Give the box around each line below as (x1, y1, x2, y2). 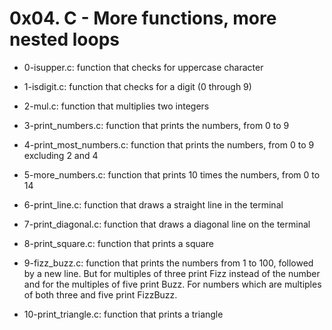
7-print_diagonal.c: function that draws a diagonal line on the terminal (23, 218, 311, 230)
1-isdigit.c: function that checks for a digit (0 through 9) (23, 80, 252, 92)
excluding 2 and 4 (23, 149, 99, 161)
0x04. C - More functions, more (9, 7, 277, 30)
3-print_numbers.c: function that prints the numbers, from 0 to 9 (23, 119, 290, 131)
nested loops (9, 28, 120, 51)
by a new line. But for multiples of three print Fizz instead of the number (23, 267, 321, 279)
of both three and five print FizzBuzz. (23, 288, 178, 301)
